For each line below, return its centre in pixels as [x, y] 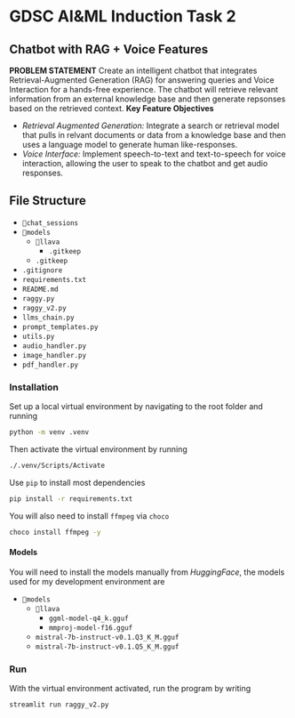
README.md [40, 289]
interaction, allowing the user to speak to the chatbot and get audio [145, 163]
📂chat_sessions [50, 223]
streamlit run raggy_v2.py [59, 705]
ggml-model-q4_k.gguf [88, 618]
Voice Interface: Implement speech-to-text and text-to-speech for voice [154, 154]
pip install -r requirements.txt [71, 499]
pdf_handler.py [50, 365]
